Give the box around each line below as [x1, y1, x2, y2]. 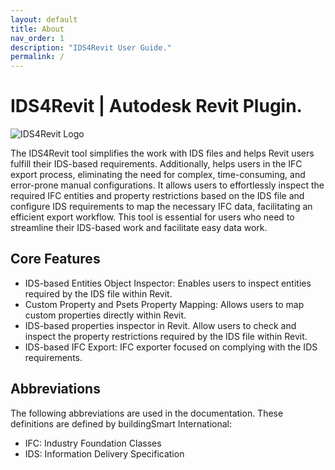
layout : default [10, 14, 78, 25]
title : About [10, 24, 65, 34]
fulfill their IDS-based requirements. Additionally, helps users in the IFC [10, 158, 303, 170]
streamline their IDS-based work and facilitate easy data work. [10, 222, 268, 234]
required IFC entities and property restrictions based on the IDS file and [10, 190, 305, 202]
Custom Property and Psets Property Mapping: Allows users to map [24, 298, 305, 310]
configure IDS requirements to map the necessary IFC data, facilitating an [10, 201, 313, 213]
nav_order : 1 [10, 33, 65, 43]
